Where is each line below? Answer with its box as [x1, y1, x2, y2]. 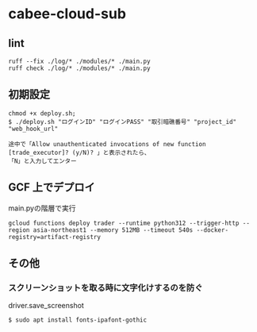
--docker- [196, 226, 228, 234]
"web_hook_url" [8, 125, 59, 133]
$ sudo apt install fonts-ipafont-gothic [8, 316, 148, 324]
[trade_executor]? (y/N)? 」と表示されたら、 [8, 149, 151, 156]
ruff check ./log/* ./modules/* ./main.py [8, 64, 151, 72]
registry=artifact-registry [8, 233, 102, 241]
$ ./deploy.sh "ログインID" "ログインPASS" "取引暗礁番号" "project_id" [8, 118, 236, 125]
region [8, 226, 30, 234]
